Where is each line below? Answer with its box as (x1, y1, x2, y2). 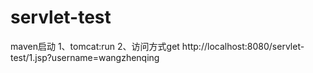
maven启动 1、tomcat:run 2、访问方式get (10, 40, 180, 52)
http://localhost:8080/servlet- (181, 40, 305, 52)
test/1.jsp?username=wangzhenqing (10, 51, 160, 63)
